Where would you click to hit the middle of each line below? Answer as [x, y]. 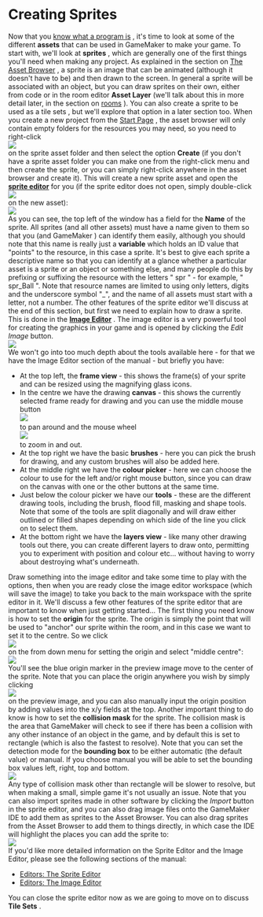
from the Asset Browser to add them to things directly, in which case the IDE [131, 826]
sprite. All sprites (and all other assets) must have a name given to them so [129, 227]
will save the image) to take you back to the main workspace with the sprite [130, 593]
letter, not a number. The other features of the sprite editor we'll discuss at [128, 302]
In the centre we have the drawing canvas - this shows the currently [130, 392]
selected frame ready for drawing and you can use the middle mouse [131, 401]
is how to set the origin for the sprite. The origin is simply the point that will [130, 619]
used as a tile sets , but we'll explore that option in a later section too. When [130, 111]
